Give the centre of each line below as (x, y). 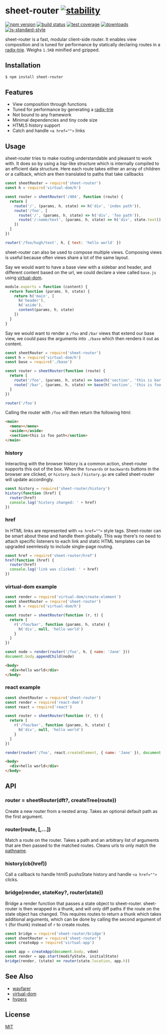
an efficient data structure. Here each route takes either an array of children (83, 169)
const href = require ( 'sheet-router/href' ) (51, 555)
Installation (23, 65)
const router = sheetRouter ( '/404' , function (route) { (64, 197)
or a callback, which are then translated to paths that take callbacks (74, 174)
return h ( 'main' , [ (34, 296)
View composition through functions (49, 104)
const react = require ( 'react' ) (39, 707)
